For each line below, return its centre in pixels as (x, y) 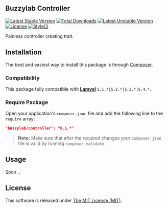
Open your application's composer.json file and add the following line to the (84, 113)
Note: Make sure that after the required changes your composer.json (90, 138)
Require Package (27, 102)
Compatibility (22, 78)
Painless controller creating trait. (40, 36)
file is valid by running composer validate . (62, 143)
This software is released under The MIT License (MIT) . (64, 200)
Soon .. (13, 172)
